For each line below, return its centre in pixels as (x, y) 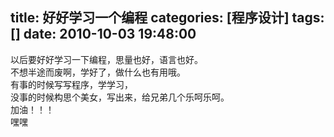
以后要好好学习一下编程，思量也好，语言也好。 (106, 59)
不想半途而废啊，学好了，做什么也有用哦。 (98, 72)
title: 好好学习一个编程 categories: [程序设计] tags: (167, 18)
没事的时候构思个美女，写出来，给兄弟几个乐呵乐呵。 (120, 97)
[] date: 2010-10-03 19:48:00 (103, 34)
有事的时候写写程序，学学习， (71, 84)
